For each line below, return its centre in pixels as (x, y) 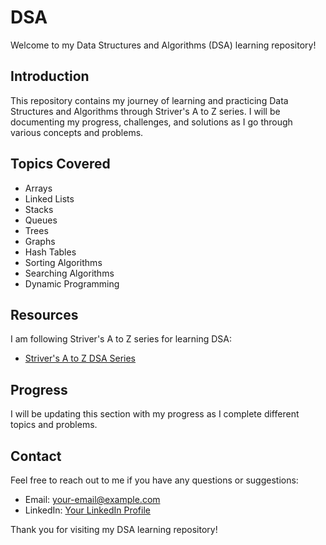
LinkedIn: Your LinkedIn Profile (87, 510)
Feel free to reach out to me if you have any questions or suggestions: (154, 480)
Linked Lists (49, 198)
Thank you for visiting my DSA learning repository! (114, 529)
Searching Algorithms (69, 273)
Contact (36, 456)
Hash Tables (50, 252)
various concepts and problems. (77, 132)
